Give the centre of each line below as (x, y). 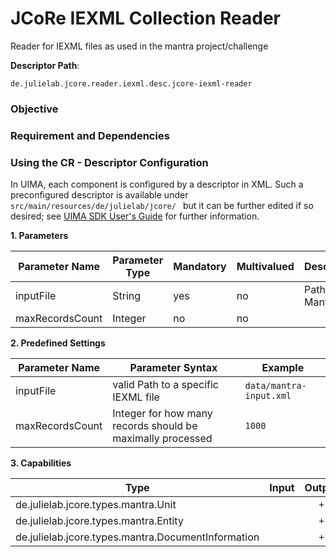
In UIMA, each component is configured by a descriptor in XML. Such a (157, 184)
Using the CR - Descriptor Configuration (109, 162)
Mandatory (200, 267)
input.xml (268, 396)
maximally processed (162, 439)
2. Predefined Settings (58, 343)
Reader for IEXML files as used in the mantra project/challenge (139, 46)
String (127, 296)
